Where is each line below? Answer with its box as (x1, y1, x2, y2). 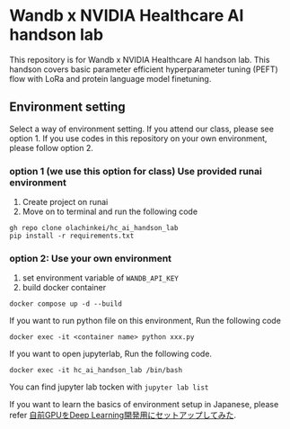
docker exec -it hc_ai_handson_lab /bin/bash (9, 366, 182, 375)
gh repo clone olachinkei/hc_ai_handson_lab (9, 224, 179, 233)
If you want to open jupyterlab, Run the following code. (9, 348, 213, 360)
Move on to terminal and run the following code (22, 206, 198, 217)
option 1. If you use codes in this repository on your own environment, (9, 132, 268, 144)
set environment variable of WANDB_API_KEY (22, 273, 180, 283)
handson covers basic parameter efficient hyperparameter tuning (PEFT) (9, 64, 278, 75)
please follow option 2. (9, 142, 94, 153)
